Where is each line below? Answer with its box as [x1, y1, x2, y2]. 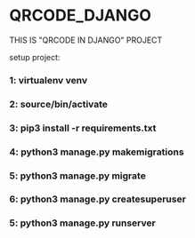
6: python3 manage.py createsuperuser [9, 193, 187, 205]
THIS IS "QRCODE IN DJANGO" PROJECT [9, 35, 163, 45]
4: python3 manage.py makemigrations [9, 146, 184, 158]
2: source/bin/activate [9, 98, 109, 110]
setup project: [9, 52, 61, 62]
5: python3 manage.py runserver [9, 217, 156, 229]
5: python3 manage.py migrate [9, 170, 147, 182]
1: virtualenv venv [9, 74, 88, 86]
